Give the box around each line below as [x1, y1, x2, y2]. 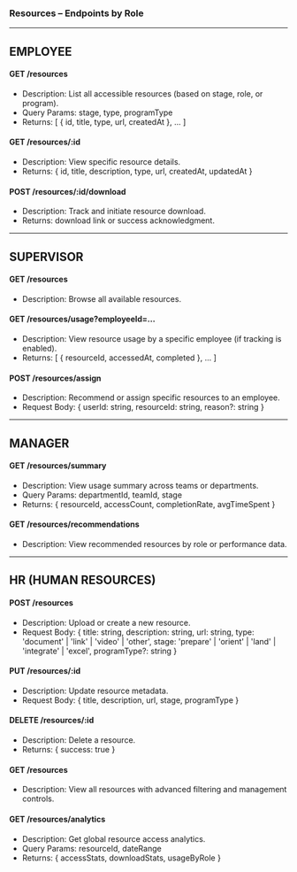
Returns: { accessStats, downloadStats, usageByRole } [21, 853, 221, 863]
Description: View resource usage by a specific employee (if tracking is [21, 334, 282, 344]
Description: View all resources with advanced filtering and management [21, 784, 287, 795]
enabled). [21, 343, 57, 354]
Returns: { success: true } [21, 745, 116, 755]
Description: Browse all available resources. [21, 293, 182, 304]
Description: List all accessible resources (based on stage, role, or [21, 88, 263, 99]
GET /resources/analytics [9, 814, 106, 824]
